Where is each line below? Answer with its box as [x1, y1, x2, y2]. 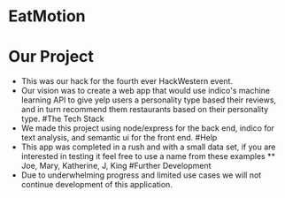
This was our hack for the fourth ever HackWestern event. [20, 76, 234, 87]
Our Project [8, 47, 95, 67]
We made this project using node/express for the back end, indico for [20, 123, 275, 133]
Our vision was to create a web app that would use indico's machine [20, 86, 271, 96]
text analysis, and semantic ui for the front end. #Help [20, 133, 218, 143]
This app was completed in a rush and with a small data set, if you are [20, 141, 276, 152]
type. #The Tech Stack [20, 113, 104, 125]
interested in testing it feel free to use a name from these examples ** [20, 151, 276, 162]
